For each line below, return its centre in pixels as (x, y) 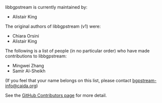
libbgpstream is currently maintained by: (46, 7)
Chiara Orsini (26, 36)
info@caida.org (21, 86)
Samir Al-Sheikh (29, 71)
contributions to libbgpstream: (36, 56)
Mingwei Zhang (28, 66)
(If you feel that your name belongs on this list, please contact (68, 80)
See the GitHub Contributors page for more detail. (56, 95)
